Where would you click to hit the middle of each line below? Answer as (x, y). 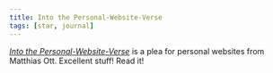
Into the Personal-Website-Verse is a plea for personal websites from (137, 51)
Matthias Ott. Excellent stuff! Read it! (77, 61)
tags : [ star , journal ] (52, 26)
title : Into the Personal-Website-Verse (86, 17)
